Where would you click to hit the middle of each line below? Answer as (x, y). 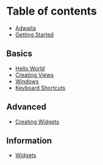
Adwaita (26, 28)
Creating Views (34, 75)
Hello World (30, 68)
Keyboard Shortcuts (40, 88)
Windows (27, 81)
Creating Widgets (37, 121)
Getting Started (34, 34)
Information (29, 140)
